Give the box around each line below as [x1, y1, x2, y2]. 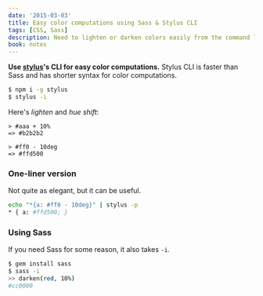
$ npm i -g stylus [8, 86, 68, 94]
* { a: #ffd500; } [8, 209, 68, 217]
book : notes [8, 41, 47, 49]
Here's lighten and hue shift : [8, 107, 99, 116]
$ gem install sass [8, 260, 72, 268]
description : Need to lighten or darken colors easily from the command [8, 33, 250, 42]
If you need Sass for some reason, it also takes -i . [8, 245, 171, 254]
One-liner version [8, 168, 77, 179]
